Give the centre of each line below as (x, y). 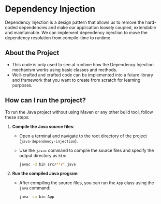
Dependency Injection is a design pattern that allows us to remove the (74, 22)
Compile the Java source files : (43, 126)
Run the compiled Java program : (45, 174)
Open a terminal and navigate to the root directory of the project (83, 136)
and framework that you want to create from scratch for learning (76, 80)
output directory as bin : (43, 155)
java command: (35, 188)
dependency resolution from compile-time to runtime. (59, 38)
